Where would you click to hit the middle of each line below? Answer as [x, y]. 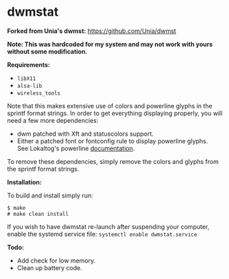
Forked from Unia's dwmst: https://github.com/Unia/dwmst [92, 31]
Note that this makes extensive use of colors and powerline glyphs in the [110, 106]
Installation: [25, 182]
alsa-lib [29, 86]
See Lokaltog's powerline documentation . [76, 148]
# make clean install [38, 214]
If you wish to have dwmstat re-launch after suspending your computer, [108, 226]
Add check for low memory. [56, 260]
